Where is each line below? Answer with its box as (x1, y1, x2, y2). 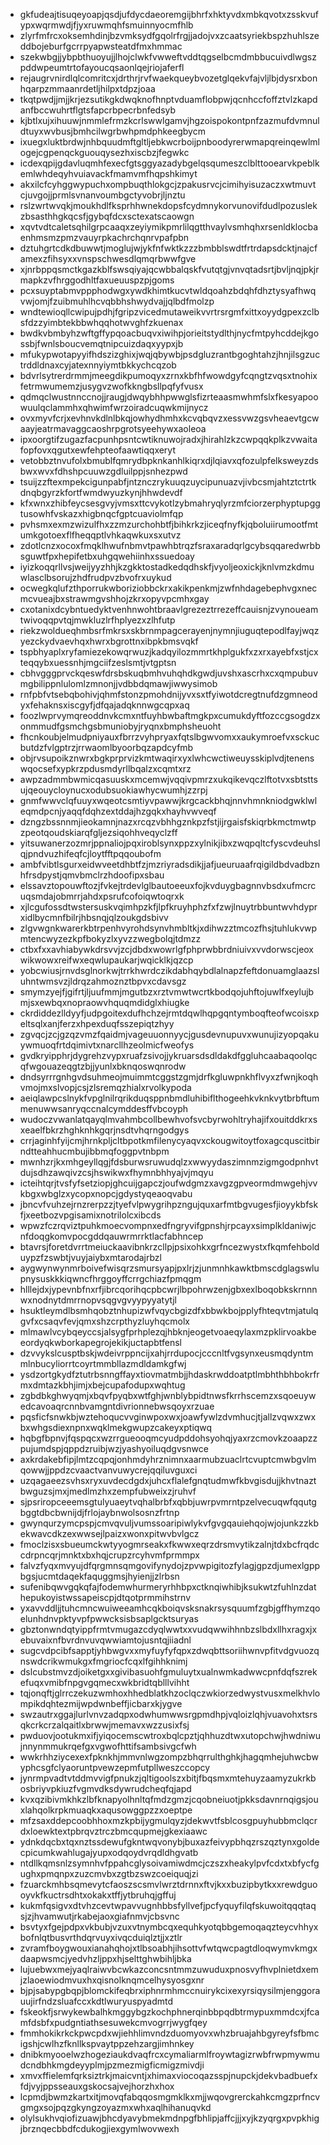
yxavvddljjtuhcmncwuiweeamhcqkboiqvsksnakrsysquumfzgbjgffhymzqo (19, 1602, 321, 1614)
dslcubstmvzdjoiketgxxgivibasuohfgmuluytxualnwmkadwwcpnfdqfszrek (19, 1666, 318, 1678)
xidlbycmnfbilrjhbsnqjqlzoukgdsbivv (19, 912, 169, 923)
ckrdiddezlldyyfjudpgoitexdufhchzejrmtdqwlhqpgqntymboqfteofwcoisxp (19, 1007, 320, 1019)
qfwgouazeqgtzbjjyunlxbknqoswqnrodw (19, 1060, 187, 1072)
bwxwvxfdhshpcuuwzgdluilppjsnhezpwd (19, 465, 188, 477)
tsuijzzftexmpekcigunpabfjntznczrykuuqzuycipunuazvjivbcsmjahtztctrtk (19, 476, 317, 488)
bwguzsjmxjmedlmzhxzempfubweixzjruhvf (19, 1485, 197, 1497)
